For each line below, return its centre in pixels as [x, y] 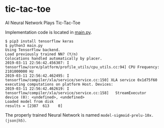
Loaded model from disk [30, 101]
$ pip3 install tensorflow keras [39, 41]
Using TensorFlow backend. [33, 50]
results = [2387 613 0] [34, 106]
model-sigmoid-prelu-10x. [127, 115]
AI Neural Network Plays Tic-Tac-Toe [43, 23]
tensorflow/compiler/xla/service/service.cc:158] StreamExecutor [76, 93]
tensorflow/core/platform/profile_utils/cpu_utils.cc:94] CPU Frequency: [82, 67]
